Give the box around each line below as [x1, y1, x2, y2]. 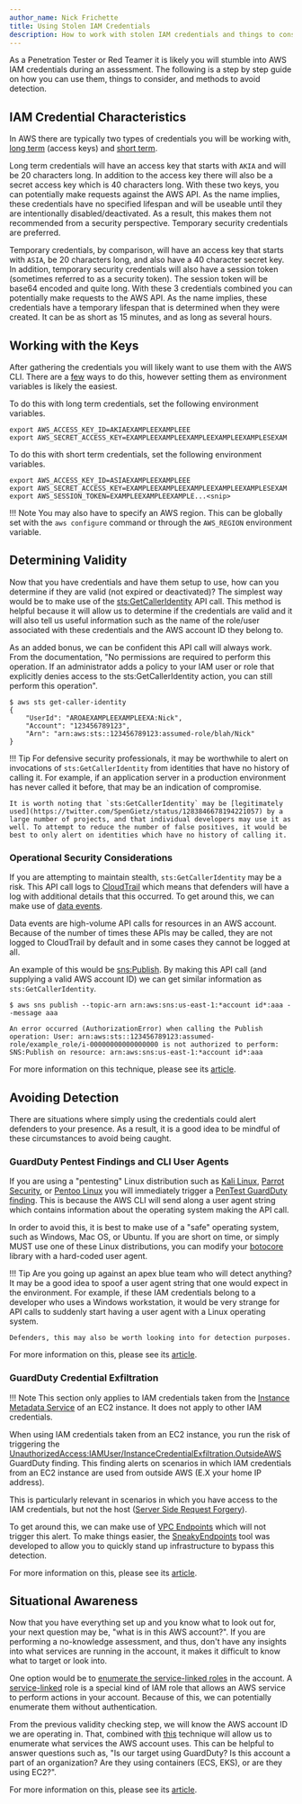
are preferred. [9, 227, 61, 239]
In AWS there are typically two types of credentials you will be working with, [9, 133, 291, 144]
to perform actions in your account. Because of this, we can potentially [9, 1692, 272, 1703]
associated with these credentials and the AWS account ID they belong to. [9, 624, 284, 635]
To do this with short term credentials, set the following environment [9, 449, 262, 459]
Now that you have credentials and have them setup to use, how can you [9, 576, 280, 587]
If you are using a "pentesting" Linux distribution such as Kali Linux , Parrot [9, 1176, 285, 1187]
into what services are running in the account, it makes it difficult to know [9, 1645, 281, 1657]
